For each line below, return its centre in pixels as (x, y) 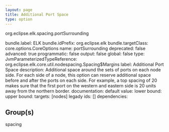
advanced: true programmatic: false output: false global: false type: (75, 54)
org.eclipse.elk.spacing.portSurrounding (47, 34)
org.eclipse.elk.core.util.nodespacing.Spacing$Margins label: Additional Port (84, 64)
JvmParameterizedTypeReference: (41, 59)
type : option (19, 19)
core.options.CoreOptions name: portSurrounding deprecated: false (75, 49)
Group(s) (20, 112)
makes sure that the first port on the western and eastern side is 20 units (81, 86)
